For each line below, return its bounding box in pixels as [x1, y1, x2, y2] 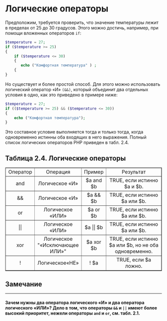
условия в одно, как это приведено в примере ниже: [5, 92, 118, 98]
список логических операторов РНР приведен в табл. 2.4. [5, 140, 129, 146]
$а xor [86, 239, 101, 246]
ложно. [125, 263, 143, 270]
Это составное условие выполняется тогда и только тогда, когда [5, 129, 143, 135]
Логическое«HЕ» [37, 260, 79, 267]
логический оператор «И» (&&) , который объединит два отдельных [5, 86, 149, 92]
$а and [85, 177, 102, 184]
